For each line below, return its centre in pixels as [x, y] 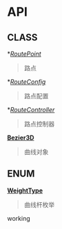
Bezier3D [21, 138]
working [19, 218]
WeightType [25, 190]
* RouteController [31, 110]
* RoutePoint [24, 54]
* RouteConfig [27, 82]
